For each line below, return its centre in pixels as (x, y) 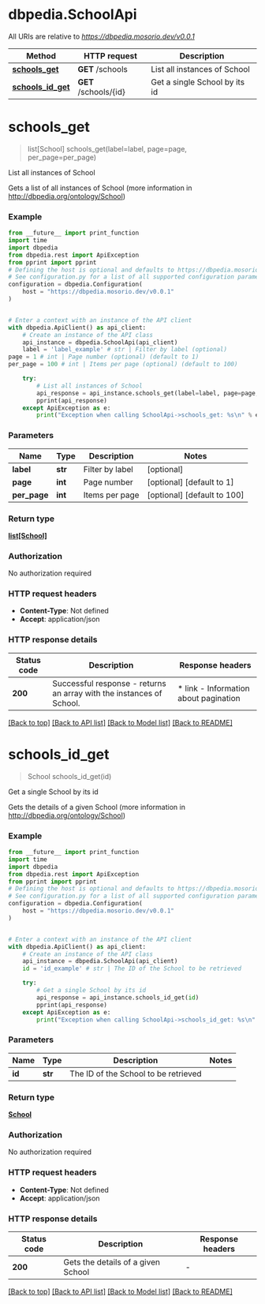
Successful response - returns (110, 683)
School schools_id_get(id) (69, 776)
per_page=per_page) (62, 157)
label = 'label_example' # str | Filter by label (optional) (125, 350)
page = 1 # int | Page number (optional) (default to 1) (104, 357)
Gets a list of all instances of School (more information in (100, 188)
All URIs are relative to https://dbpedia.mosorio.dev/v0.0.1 (101, 36)
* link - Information (213, 688)
